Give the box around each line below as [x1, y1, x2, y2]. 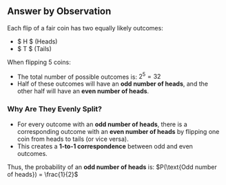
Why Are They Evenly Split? [7, 104, 102, 114]
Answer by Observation [7, 6, 112, 17]
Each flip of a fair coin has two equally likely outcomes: [7, 23, 163, 32]
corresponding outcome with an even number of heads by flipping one [17, 127, 220, 135]
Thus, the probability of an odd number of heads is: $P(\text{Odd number [7, 162, 217, 171]
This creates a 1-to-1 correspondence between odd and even [17, 142, 193, 150]
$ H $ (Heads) [17, 37, 58, 46]
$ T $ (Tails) [17, 44, 52, 52]
